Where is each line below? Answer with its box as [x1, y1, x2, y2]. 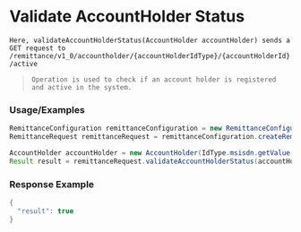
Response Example [9, 177, 95, 190]
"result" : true [17, 206, 74, 216]
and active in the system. [30, 82, 133, 91]
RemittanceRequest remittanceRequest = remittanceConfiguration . [9, 133, 258, 142]
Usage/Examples [9, 103, 85, 116]
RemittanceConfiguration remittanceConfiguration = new [9, 124, 222, 133]
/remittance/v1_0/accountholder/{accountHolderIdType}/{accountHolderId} [9, 51, 291, 60]
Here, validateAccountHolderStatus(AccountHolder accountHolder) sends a [9, 36, 291, 45]
